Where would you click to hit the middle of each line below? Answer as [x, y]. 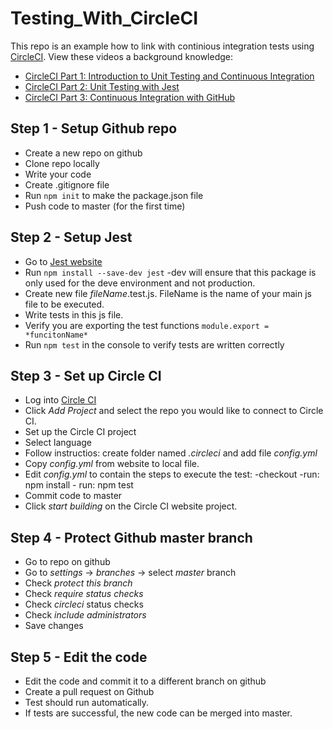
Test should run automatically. [87, 702]
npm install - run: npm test [79, 485]
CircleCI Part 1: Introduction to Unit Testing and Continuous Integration [169, 76]
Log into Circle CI [60, 400]
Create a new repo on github [83, 153]
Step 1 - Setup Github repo [94, 128]
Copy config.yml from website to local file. [112, 464]
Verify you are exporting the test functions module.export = [147, 325]
